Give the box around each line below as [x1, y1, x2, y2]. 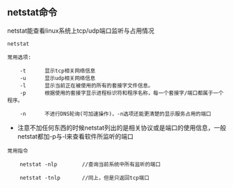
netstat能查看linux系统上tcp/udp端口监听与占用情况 [7, 26, 154, 35]
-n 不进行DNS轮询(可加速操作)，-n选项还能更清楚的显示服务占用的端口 [19, 110, 211, 117]
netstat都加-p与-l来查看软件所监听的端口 [17, 132, 134, 141]
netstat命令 [7, 6, 58, 19]
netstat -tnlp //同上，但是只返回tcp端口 [19, 174, 150, 181]
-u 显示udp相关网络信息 [19, 75, 96, 81]
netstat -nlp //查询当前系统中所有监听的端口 [19, 161, 161, 168]
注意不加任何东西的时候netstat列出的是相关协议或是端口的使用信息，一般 [17, 123, 227, 132]
